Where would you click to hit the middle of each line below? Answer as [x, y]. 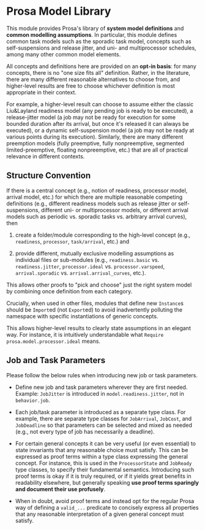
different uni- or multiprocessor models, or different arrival [114, 210]
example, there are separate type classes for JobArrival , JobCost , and [103, 418]
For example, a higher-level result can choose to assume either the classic [100, 104]
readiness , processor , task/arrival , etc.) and [72, 241]
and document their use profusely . [60, 489]
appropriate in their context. [41, 92]
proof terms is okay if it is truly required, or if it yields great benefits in [103, 476]
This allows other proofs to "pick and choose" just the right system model [99, 285]
